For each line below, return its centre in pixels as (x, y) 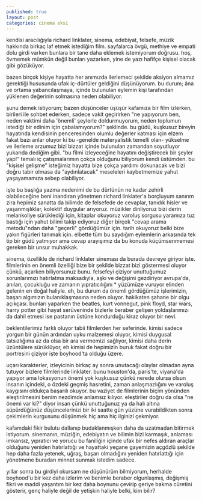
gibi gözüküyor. (26, 66)
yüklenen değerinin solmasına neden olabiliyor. (64, 96)
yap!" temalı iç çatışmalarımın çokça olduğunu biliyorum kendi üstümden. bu (101, 159)
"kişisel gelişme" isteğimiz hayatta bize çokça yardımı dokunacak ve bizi (96, 165)
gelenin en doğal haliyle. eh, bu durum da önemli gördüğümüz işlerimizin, (97, 291)
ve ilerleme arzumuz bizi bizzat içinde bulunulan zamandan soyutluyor (93, 146)
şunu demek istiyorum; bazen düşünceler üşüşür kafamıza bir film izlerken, (99, 108)
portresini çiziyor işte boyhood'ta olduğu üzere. (65, 354)
